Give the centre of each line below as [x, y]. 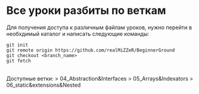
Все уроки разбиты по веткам [86, 11]
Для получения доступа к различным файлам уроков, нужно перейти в [99, 27]
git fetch [19, 61]
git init [17, 45]
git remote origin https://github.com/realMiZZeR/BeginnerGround [90, 50]
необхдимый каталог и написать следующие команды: [78, 33]
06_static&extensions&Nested [43, 85]
